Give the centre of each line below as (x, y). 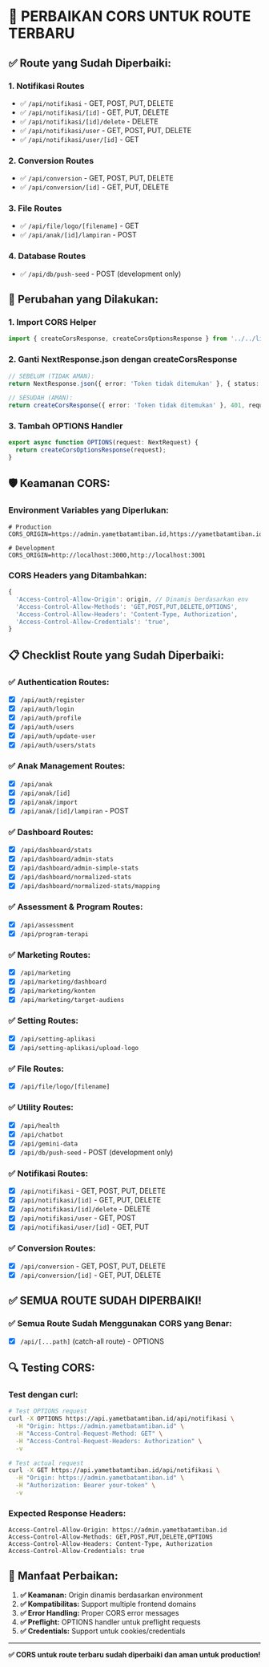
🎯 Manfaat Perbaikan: (63, 1576)
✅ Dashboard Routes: (51, 832)
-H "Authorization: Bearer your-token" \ (86, 1486)
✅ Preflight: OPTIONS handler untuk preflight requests (110, 1622)
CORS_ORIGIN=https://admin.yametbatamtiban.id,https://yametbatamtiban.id (136, 534)
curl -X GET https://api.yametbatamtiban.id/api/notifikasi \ (114, 1470)
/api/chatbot (42, 1134)
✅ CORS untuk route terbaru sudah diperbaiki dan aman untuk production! (134, 1655)
